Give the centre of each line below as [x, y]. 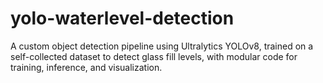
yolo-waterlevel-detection [122, 18]
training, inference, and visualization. [86, 67]
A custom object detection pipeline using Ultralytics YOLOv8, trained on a [162, 46]
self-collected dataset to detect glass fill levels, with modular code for [154, 56]
